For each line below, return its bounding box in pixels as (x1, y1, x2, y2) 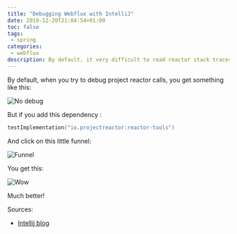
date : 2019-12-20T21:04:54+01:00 (7, 17, 106, 24)
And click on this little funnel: (7, 137, 92, 145)
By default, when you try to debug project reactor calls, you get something (7, 75, 224, 84)
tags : (7, 30, 23, 37)
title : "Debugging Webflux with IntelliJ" (7, 10, 134, 18)
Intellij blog (17, 218, 49, 227)
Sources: (7, 205, 34, 214)
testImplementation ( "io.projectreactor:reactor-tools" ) (7, 124, 175, 131)
